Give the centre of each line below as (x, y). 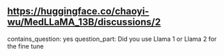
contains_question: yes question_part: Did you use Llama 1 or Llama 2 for (112, 39)
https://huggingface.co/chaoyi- (78, 11)
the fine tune (25, 46)
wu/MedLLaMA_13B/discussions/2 (84, 22)
